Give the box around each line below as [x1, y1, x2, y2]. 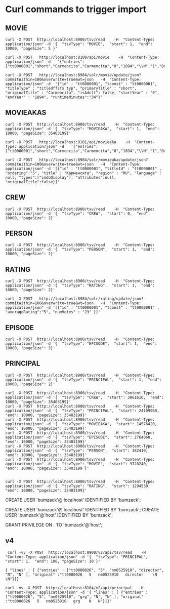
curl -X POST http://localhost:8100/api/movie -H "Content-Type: [5, 55, 159, 60]
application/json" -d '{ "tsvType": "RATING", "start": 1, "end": [5, 283, 155, 288]
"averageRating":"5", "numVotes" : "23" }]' [5, 310, 101, 315]
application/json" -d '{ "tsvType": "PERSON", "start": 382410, [5, 448, 148, 453]
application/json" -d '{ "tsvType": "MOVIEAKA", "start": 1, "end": [5, 126, 159, 131]
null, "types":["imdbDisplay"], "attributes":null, [5, 175, 116, 180]
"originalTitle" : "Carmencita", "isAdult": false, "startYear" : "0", [5, 90, 159, 95]
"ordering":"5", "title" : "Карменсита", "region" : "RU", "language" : [5, 171, 162, 176]
